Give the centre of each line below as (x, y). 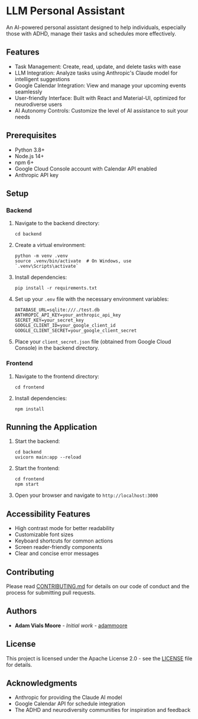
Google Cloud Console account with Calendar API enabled (86, 168)
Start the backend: (37, 441)
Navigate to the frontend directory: (57, 376)
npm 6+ (24, 162)
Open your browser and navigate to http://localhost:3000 (86, 495)
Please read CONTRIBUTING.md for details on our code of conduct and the (98, 586)
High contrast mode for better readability (64, 528)
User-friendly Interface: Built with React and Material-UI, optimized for (100, 98)
